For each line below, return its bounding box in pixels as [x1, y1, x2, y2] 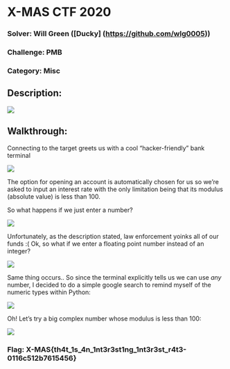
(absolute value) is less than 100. [7, 192, 100, 201]
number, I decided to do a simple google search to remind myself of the [7, 280, 211, 289]
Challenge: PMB [7, 48, 62, 57]
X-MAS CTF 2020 [7, 4, 112, 20]
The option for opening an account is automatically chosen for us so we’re [7, 177, 220, 186]
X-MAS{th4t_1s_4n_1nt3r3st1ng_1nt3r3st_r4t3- [26, 344, 187, 354]
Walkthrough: [7, 125, 68, 137]
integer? [7, 246, 31, 255]
